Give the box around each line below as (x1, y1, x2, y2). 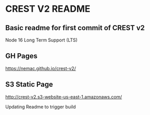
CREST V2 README (5, 3, 91, 15)
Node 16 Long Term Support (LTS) (5, 37, 78, 43)
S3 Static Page (5, 80, 53, 89)
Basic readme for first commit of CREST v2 (5, 24, 145, 32)
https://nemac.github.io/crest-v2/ (5, 65, 76, 72)
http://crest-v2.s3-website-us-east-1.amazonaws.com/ (5, 94, 122, 100)
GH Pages (5, 52, 38, 60)
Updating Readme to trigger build (5, 103, 76, 110)
